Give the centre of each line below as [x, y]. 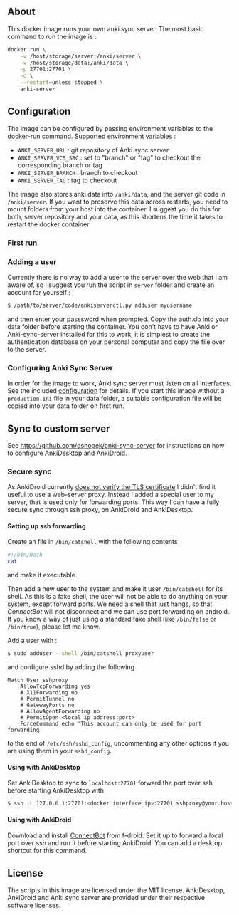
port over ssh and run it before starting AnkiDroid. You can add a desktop [115, 843]
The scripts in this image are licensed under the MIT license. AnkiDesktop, [116, 890]
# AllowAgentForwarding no [60, 711]
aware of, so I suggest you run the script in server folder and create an [111, 285]
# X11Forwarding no [49, 693]
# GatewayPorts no [47, 705]
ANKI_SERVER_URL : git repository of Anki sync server [93, 150]
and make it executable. [42, 575]
